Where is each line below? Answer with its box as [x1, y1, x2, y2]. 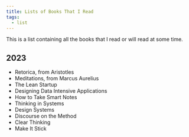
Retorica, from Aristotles [14, 68, 74, 76]
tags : [6, 14, 19, 20]
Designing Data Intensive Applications [14, 87, 107, 94]
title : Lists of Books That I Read [6, 8, 94, 15]
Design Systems [14, 106, 55, 113]
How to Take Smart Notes [14, 94, 77, 101]
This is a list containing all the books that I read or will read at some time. [6, 36, 183, 43]
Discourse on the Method [14, 113, 77, 120]
